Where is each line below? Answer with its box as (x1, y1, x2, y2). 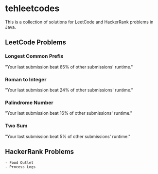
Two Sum (5, 122, 28, 129)
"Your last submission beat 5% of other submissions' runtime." (5, 133, 130, 139)
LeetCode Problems (5, 38, 67, 47)
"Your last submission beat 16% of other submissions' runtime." (5, 110, 132, 116)
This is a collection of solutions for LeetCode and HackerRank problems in (5, 19, 154, 25)
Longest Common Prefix (5, 53, 64, 60)
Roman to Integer (5, 76, 47, 83)
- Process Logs (5, 165, 36, 170)
